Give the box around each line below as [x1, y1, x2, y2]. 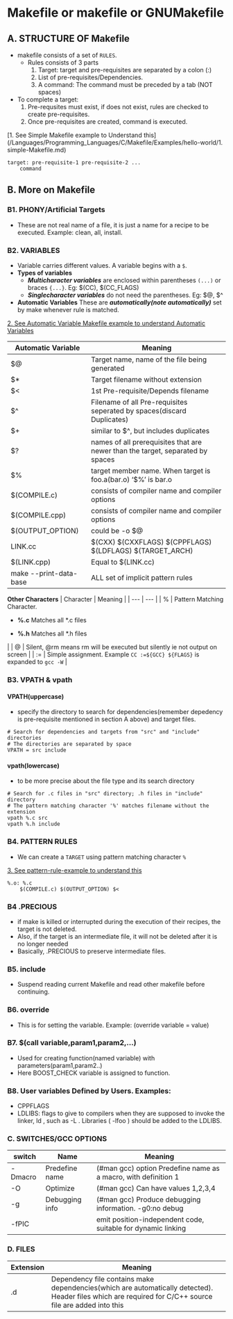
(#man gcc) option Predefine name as [96, 1163, 221, 1173]
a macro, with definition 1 [96, 1172, 180, 1182]
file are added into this [51, 1300, 124, 1310]
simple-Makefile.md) [7, 146, 67, 154]
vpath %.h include [7, 820, 60, 828]
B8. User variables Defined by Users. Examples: [7, 1086, 171, 1096]
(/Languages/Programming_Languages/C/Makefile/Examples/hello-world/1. [7, 138, 223, 147]
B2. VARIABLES [7, 245, 60, 255]
